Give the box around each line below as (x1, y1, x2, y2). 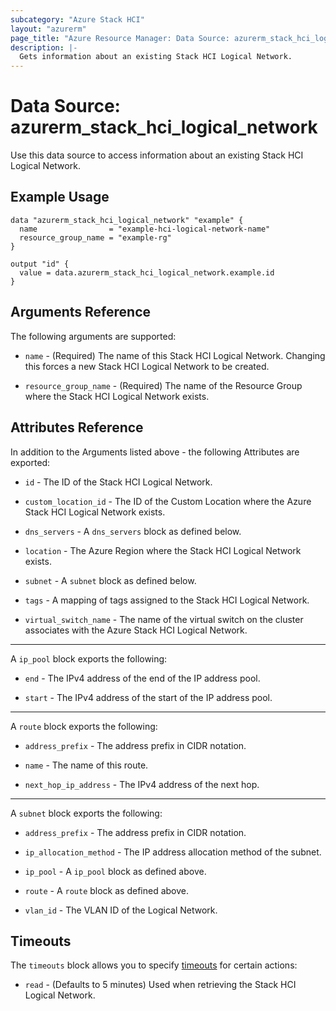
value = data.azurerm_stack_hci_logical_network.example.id (19, 267, 275, 278)
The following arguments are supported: (10, 330, 177, 342)
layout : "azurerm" (10, 24, 87, 34)
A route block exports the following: (10, 720, 158, 732)
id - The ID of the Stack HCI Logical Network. (24, 476, 213, 488)
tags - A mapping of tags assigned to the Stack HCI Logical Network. (24, 594, 310, 606)
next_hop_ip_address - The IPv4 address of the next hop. (24, 778, 260, 790)
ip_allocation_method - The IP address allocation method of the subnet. (24, 846, 322, 858)
